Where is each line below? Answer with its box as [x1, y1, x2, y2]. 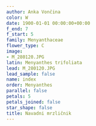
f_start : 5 [6, 31, 34, 38]
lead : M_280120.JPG [6, 65, 56, 71]
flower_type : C [6, 43, 45, 49]
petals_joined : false [6, 99, 61, 105]
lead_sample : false [6, 71, 56, 77]
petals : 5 [6, 93, 31, 99]
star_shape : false [6, 104, 53, 111]
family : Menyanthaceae [6, 37, 63, 43]
